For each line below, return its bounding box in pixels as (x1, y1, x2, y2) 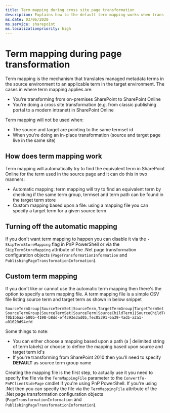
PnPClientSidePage (5, 381, 44, 386)
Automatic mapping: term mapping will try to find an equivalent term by (12, 186, 161, 192)
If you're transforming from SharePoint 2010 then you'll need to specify (12, 354, 161, 360)
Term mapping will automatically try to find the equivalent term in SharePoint (5, 165, 165, 171)
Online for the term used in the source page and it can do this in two (5, 171, 148, 177)
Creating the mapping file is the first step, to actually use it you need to (5, 369, 153, 376)
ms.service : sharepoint (5, 21, 56, 27)
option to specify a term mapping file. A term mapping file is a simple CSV (5, 291, 159, 297)
